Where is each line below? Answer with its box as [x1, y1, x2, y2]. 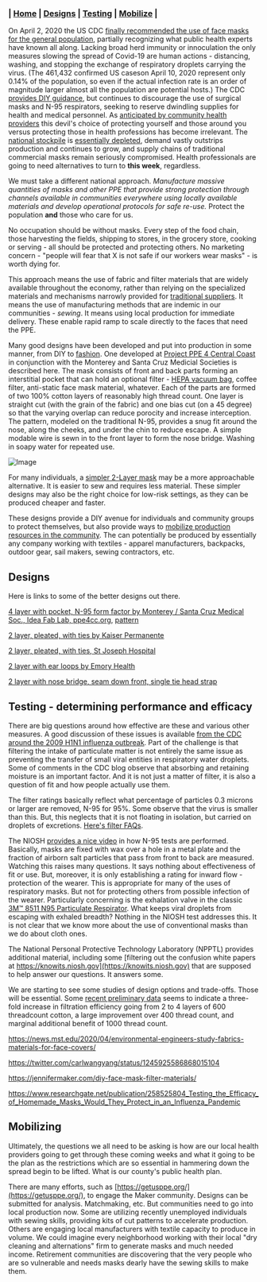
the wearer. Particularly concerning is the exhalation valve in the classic [8, 894, 243, 905]
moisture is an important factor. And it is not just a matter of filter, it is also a [8, 771, 256, 781]
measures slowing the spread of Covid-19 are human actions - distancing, [8, 52, 250, 61]
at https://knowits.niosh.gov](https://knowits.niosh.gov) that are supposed [8, 961, 252, 971]
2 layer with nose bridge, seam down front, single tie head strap [8, 677, 218, 686]
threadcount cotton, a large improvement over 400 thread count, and [8, 1010, 234, 1020]
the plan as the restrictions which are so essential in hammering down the [8, 1158, 250, 1168]
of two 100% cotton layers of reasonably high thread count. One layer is [8, 392, 244, 401]
